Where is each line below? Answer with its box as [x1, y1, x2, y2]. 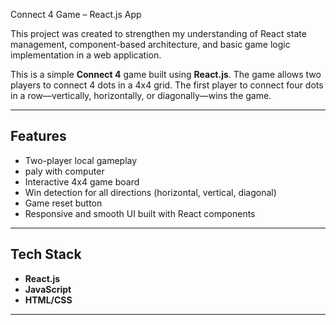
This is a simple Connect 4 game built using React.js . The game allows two [10, 69, 322, 80]
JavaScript [24, 283, 72, 295]
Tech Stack [10, 246, 82, 263]
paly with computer [24, 165, 105, 177]
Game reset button [24, 197, 103, 209]
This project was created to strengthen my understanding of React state [10, 28, 307, 39]
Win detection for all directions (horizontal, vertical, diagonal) [24, 186, 277, 198]
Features [10, 128, 67, 145]
